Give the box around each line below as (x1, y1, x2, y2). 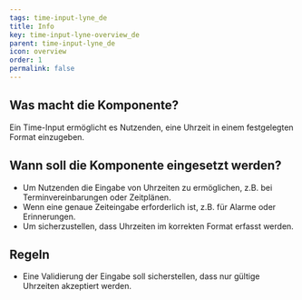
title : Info (9, 22, 54, 31)
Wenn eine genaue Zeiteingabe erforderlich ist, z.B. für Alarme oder (22, 201, 277, 212)
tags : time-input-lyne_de (9, 13, 107, 23)
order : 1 (9, 55, 43, 65)
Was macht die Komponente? (9, 97, 180, 114)
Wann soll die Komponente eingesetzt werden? (9, 158, 282, 174)
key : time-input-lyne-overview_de (9, 30, 141, 39)
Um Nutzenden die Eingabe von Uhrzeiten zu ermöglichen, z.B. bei (22, 182, 273, 193)
